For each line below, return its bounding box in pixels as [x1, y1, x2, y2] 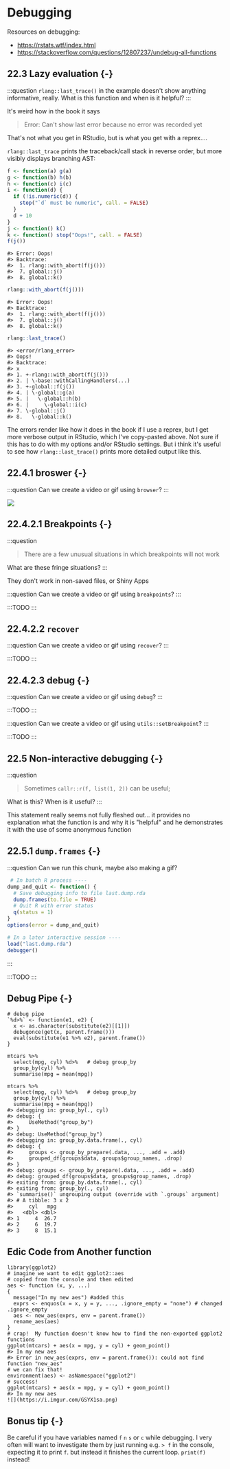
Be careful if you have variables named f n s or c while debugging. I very [7, 1433, 212, 1442]
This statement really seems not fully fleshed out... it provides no [7, 811, 191, 819]
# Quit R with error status [13, 903, 94, 909]
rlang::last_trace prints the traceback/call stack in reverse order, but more [7, 146, 222, 155]
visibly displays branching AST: [7, 154, 96, 162]
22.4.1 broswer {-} [7, 467, 87, 479]
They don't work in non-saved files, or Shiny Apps [7, 576, 149, 585]
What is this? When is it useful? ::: [7, 797, 102, 806]
